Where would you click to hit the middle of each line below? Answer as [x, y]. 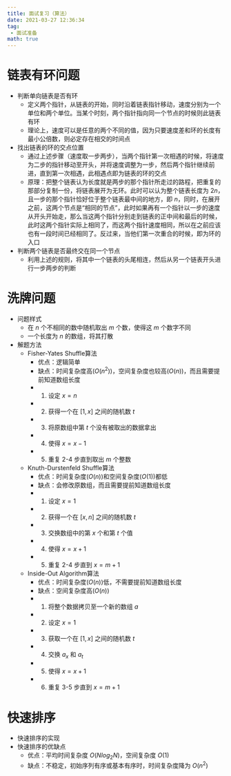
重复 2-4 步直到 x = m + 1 [84, 564]
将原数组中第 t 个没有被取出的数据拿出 [102, 427]
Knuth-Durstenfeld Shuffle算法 [71, 468]
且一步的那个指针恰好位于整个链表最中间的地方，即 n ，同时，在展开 [124, 199]
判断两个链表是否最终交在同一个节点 [69, 251]
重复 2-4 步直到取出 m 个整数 [90, 459]
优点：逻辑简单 [59, 362]
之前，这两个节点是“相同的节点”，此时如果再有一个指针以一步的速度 [124, 208]
